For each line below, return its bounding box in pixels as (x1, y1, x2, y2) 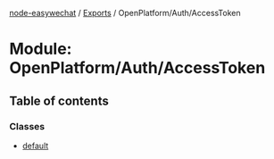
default (21, 140, 49, 151)
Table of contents (9, 93, 109, 108)
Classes (9, 120, 46, 132)
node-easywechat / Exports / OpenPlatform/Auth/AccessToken (9, 8, 241, 18)
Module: (9, 39, 72, 59)
